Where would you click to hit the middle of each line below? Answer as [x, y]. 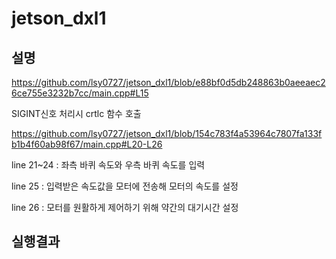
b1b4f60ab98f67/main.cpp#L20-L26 [87, 144]
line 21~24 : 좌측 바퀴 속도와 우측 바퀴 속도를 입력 [108, 165]
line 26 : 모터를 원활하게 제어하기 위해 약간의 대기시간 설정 [125, 207]
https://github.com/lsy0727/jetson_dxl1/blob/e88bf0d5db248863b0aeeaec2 [168, 82]
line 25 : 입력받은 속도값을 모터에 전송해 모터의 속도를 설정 [125, 186]
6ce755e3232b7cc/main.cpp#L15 [80, 93]
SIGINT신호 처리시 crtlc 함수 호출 [76, 113]
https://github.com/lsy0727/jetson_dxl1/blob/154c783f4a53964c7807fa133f [167, 133]
